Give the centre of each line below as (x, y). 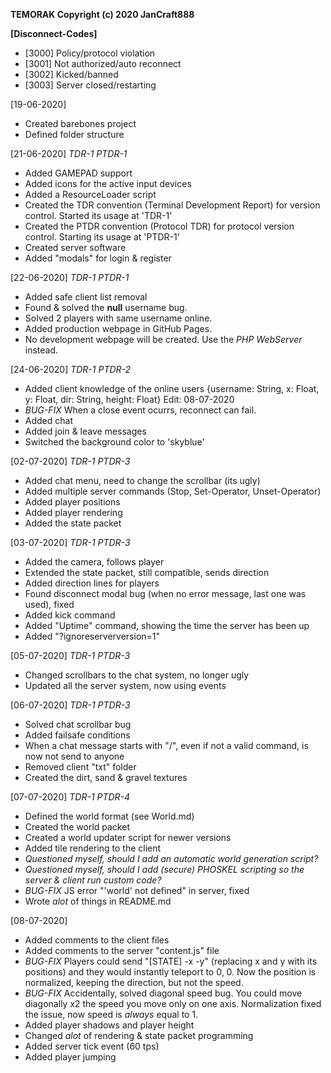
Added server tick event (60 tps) (92, 1046)
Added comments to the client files (97, 940)
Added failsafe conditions (77, 735)
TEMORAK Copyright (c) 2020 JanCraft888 (102, 14)
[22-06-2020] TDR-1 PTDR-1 (70, 277)
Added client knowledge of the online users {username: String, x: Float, (172, 388)
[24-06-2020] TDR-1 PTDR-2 (71, 369)
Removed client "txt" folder (80, 767)
